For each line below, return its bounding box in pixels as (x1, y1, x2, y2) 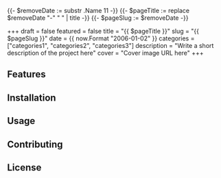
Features (7, 68, 46, 80)
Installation (7, 92, 56, 103)
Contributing (7, 138, 63, 150)
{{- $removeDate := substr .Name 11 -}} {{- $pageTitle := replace (7, 7, 190, 14)
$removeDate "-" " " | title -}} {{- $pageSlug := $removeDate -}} (7, 14, 189, 22)
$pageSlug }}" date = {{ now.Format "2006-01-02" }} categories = (7, 34, 195, 42)
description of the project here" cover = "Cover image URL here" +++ (7, 49, 204, 57)
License (7, 162, 42, 173)
